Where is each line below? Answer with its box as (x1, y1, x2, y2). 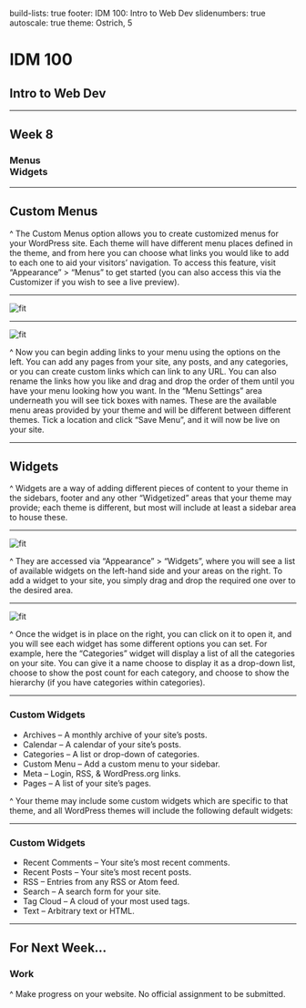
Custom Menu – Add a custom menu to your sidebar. (22, 758, 220, 769)
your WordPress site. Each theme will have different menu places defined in (9, 237, 293, 249)
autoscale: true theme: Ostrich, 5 (9, 17, 133, 28)
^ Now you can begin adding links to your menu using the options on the (9, 346, 280, 357)
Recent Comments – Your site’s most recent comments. (22, 857, 230, 868)
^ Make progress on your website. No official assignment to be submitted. (9, 988, 286, 999)
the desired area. (9, 585, 74, 596)
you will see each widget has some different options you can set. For (9, 638, 268, 650)
